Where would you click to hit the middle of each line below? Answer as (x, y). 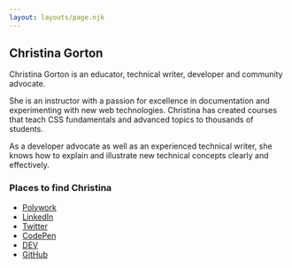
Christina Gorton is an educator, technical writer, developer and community (146, 74)
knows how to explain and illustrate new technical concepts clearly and (139, 156)
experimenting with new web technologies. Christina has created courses (143, 111)
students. (27, 129)
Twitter (35, 226)
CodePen (39, 235)
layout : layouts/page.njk (57, 17)
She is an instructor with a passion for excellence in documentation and (139, 101)
